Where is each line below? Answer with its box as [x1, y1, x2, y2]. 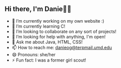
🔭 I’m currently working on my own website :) [11, 18, 105, 24]
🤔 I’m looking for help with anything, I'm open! [11, 34, 106, 39]
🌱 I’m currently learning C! [11, 23, 65, 29]
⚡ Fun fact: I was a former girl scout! [11, 57, 86, 63]
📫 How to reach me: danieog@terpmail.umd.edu [11, 44, 112, 50]
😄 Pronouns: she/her [11, 51, 56, 57]
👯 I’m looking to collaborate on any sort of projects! [11, 28, 117, 34]
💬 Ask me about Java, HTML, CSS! [11, 39, 83, 45]
